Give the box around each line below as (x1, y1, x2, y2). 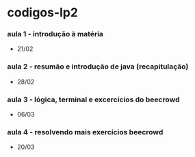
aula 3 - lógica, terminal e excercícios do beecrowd (7, 95, 180, 104)
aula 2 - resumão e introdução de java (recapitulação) (7, 62, 189, 71)
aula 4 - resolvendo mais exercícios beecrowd (7, 128, 164, 136)
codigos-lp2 (7, 5, 79, 21)
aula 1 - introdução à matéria (7, 29, 104, 39)
